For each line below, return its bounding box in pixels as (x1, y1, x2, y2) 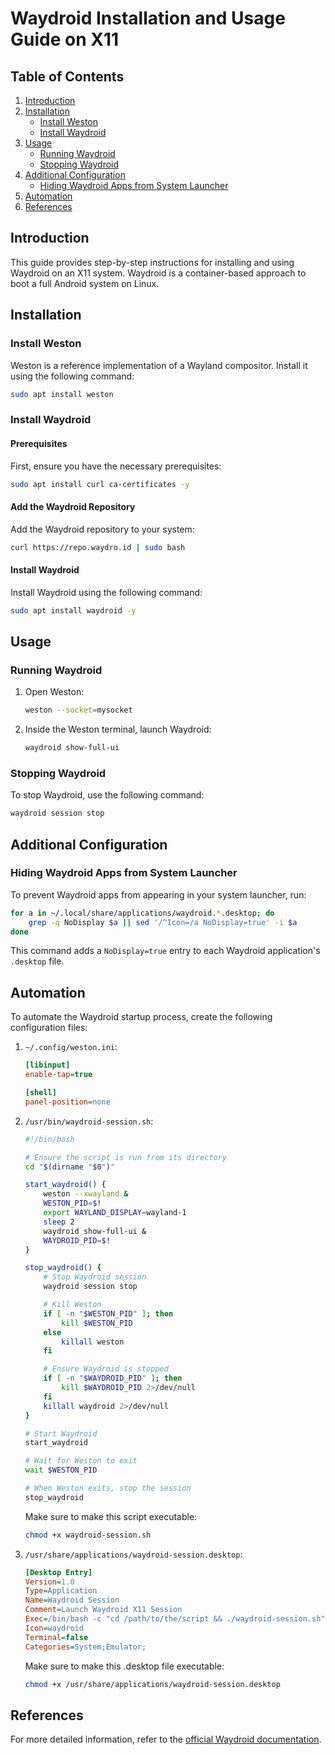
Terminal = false (24, 1632, 89, 1642)
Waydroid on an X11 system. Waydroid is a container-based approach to (10, 267, 307, 279)
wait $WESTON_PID (24, 1465, 98, 1476)
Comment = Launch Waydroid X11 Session (24, 1605, 183, 1615)
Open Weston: (24, 686, 85, 698)
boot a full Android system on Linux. (10, 277, 160, 289)
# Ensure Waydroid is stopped (43, 1364, 169, 1374)
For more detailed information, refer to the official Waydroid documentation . (10, 1733, 322, 1746)
